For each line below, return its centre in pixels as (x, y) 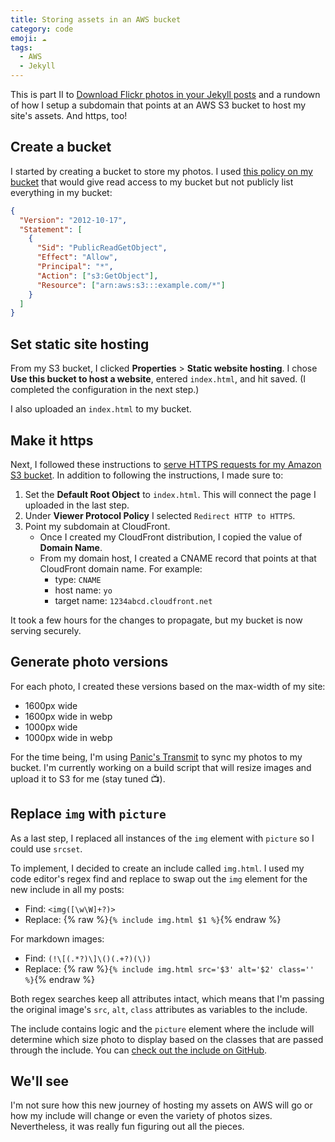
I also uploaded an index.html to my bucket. (101, 409)
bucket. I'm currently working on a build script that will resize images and (161, 767)
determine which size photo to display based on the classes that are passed (167, 1039)
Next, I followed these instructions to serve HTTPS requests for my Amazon (166, 464)
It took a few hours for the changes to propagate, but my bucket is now (156, 620)
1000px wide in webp (68, 737)
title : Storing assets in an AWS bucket (96, 19)
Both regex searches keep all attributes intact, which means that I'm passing (167, 998)
